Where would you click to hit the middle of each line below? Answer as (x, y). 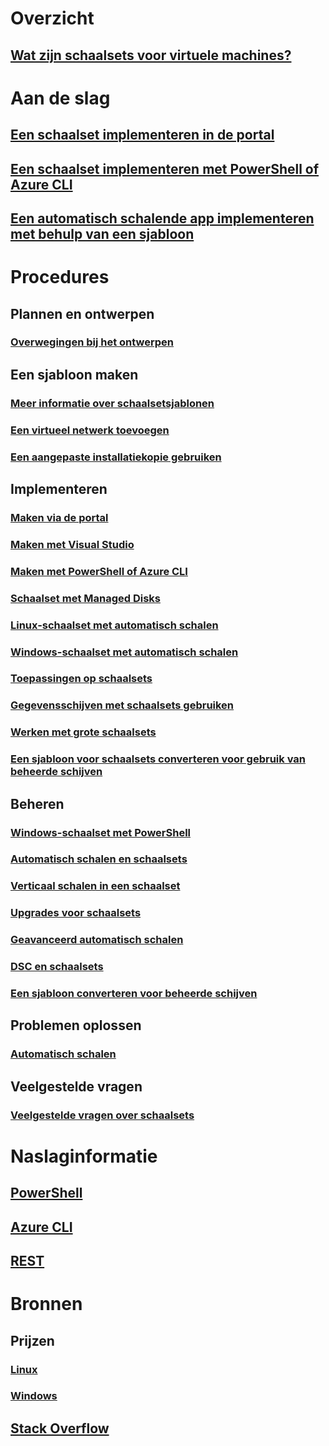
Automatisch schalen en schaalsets (99, 859)
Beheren (37, 803)
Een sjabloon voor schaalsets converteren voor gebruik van (158, 759)
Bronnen (46, 1304)
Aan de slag (60, 98)
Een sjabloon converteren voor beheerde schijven (134, 994)
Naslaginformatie (84, 1156)
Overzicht (52, 18)
